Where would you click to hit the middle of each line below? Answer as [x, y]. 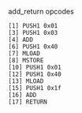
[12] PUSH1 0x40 [35, 74]
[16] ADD [22, 95]
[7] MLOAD [24, 54]
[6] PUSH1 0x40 [33, 47]
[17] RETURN [28, 102]
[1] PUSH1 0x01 [33, 26]
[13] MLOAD [26, 81]
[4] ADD [21, 40]
